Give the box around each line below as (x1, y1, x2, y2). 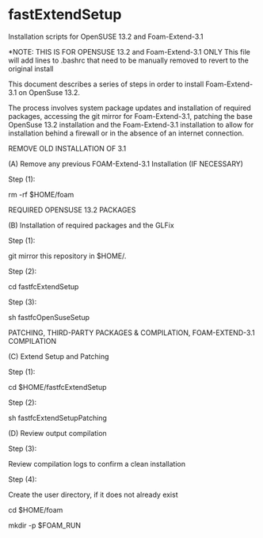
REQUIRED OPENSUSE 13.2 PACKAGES (8, 204, 136, 215)
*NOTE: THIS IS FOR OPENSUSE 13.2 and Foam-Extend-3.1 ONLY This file (8, 47, 251, 56)
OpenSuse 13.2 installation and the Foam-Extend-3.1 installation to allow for (8, 120, 254, 129)
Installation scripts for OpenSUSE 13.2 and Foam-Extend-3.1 (8, 32, 204, 41)
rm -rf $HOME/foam (8, 189, 74, 199)
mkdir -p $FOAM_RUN (8, 521, 82, 530)
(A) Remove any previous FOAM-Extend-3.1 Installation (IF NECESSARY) (8, 158, 244, 168)
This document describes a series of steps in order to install (8, 79, 204, 89)
